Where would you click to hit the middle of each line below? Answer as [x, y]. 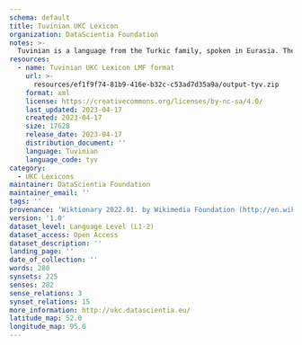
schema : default [40, 18]
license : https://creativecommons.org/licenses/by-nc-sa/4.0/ [144, 101]
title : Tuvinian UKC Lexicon [64, 26]
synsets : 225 [34, 277]
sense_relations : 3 [46, 293]
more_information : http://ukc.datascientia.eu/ [100, 310]
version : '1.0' [38, 218]
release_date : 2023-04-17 [74, 135]
